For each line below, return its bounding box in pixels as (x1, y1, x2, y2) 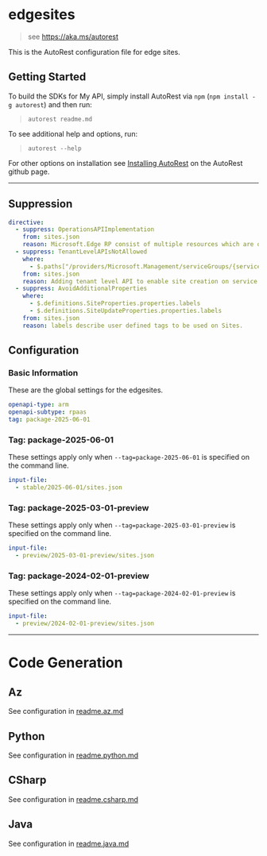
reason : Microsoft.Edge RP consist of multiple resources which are (22, 241, 254, 249)
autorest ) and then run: (15, 99, 93, 109)
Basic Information (8, 368, 79, 378)
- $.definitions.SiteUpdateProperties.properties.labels (29, 307, 222, 315)
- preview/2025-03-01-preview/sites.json (15, 552, 155, 560)
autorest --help (27, 145, 82, 152)
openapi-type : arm (8, 401, 69, 409)
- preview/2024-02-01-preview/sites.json (15, 619, 155, 628)
